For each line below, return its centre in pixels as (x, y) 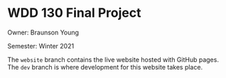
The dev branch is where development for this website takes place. (105, 67)
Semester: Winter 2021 (41, 46)
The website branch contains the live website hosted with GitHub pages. (113, 59)
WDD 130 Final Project (74, 13)
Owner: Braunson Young (43, 32)
